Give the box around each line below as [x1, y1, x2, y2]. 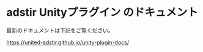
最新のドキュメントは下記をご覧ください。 [6, 27, 114, 34]
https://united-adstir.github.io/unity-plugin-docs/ [6, 39, 130, 46]
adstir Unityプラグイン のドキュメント [6, 5, 199, 19]
